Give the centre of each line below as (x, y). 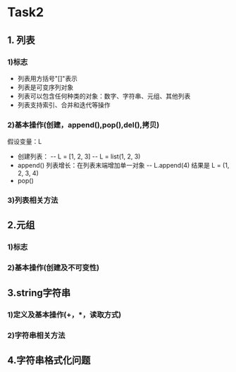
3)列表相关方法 (33, 200)
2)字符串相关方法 (36, 335)
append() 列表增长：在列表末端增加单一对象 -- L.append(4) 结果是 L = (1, (123, 166)
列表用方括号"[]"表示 (48, 78)
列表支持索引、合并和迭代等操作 (64, 105)
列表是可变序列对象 (45, 87)
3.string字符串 (39, 293)
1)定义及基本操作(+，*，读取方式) (64, 314)
